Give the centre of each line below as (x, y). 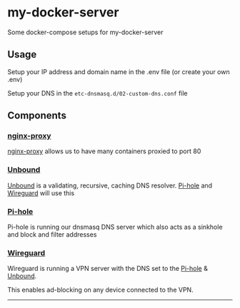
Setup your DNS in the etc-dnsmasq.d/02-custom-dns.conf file (97, 93)
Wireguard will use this (41, 192)
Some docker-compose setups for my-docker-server (85, 32)
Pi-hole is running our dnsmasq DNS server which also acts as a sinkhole (115, 227)
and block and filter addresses (52, 235)
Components (37, 116)
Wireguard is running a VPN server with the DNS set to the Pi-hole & (108, 269)
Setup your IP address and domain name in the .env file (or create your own (119, 71)
